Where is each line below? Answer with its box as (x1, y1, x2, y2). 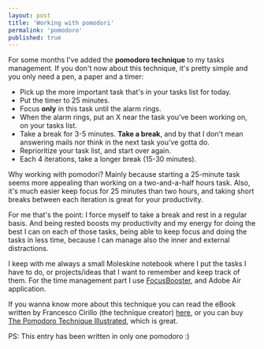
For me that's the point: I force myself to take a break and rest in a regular (8, 210, 247, 220)
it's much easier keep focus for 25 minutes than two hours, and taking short (8, 186, 255, 196)
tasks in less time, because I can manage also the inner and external (8, 235, 230, 245)
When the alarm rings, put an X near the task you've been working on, (19, 112, 247, 122)
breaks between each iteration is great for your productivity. (8, 195, 203, 205)
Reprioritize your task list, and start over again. (19, 146, 172, 156)
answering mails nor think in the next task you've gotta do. (19, 137, 210, 147)
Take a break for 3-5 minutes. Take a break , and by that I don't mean (19, 129, 244, 139)
